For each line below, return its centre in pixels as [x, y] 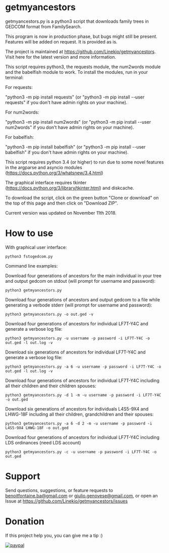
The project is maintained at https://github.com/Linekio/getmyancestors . [80, 52]
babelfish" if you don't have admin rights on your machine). [67, 152]
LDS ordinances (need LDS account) [43, 442]
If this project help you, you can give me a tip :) [54, 535]
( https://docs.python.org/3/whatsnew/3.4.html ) [54, 173]
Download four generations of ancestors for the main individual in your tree [83, 275]
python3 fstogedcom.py [29, 257]
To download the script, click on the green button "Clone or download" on [82, 197]
